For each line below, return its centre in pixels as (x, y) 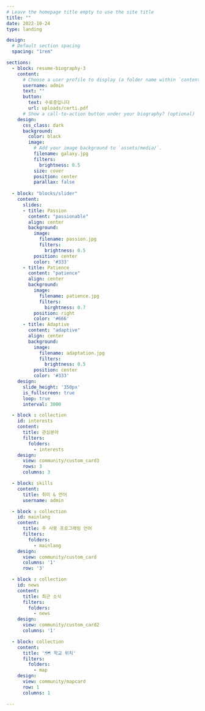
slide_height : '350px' (51, 387)
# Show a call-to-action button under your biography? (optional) (109, 114)
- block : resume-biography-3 (49, 68)
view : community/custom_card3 (61, 461)
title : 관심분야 (41, 432)
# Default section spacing (46, 46)
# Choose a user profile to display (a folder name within (99, 80)
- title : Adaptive (46, 325)
